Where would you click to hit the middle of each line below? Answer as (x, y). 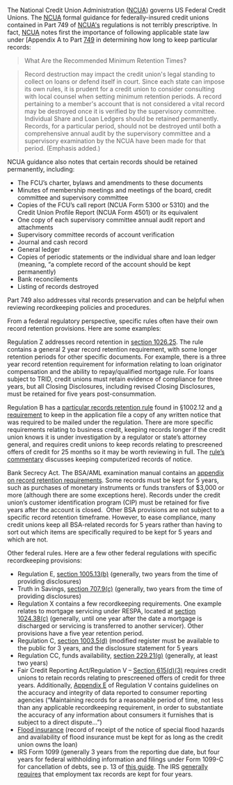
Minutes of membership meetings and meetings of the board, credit (114, 190)
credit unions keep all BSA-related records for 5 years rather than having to (115, 525)
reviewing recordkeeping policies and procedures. (79, 307)
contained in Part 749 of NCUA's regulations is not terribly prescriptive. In (112, 25)
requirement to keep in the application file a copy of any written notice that (114, 415)
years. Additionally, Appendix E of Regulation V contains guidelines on (118, 685)
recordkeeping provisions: (45, 560)
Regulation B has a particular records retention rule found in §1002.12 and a (115, 407)
